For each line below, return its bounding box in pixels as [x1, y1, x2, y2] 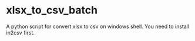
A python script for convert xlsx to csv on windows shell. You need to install [6, 23, 190, 30]
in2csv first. [6, 29, 35, 36]
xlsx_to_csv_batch [6, 4, 98, 17]
